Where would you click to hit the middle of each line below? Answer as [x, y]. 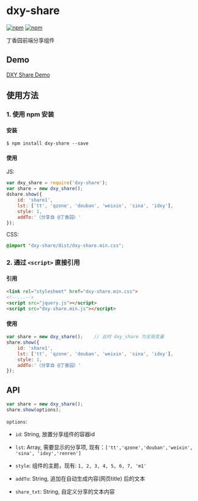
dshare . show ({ [24, 194]
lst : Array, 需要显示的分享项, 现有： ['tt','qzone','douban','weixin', [104, 447]
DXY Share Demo [28, 75]
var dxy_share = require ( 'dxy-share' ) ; [57, 183]
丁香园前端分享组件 [31, 40]
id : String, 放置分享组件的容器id [55, 434]
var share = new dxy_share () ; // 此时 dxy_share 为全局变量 [85, 337]
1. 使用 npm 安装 [30, 115]
